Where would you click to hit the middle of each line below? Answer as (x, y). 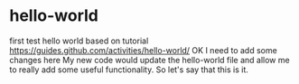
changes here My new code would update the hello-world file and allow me (150, 60)
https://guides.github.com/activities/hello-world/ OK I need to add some (143, 50)
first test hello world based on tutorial (79, 41)
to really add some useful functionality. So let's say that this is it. (129, 70)
